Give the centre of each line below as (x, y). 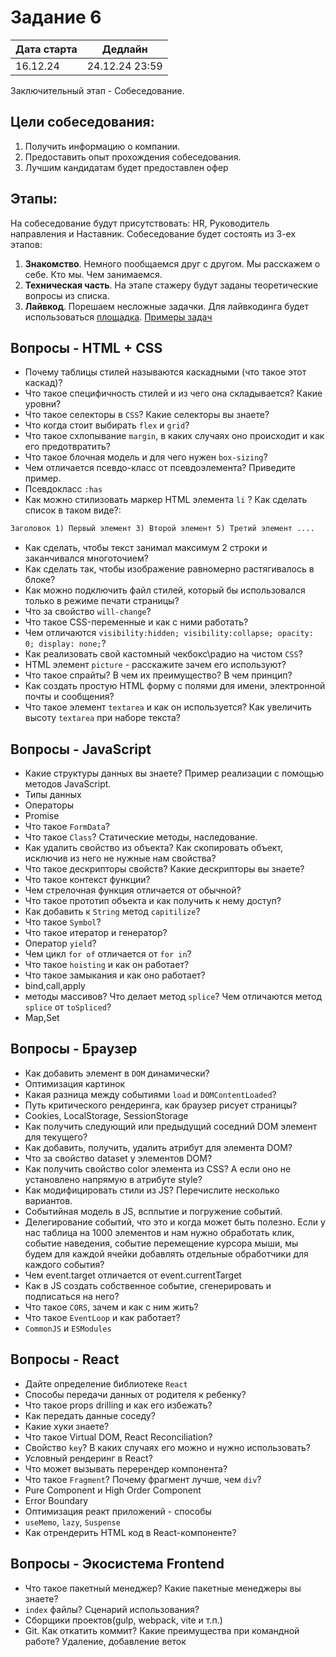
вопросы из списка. (67, 295)
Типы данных (53, 795)
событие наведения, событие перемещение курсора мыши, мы (161, 1243)
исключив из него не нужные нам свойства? (120, 858)
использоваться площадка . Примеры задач (118, 317)
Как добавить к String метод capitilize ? (112, 912)
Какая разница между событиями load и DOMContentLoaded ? (150, 1094)
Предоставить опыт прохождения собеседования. (133, 157)
